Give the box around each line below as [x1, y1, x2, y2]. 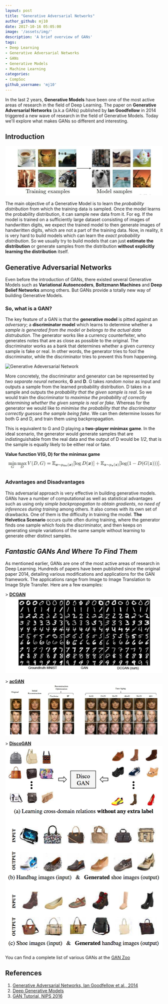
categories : [5, 72, 30, 77]
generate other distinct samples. [5, 533, 72, 539]
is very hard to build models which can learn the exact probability [5, 232, 140, 238]
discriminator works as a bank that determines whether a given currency [5, 343, 155, 349]
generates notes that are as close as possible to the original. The [5, 338, 138, 344]
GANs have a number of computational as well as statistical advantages [5, 495, 153, 501]
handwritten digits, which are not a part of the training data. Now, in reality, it [5, 227, 163, 233]
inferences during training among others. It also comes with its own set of [5, 506, 157, 512]
